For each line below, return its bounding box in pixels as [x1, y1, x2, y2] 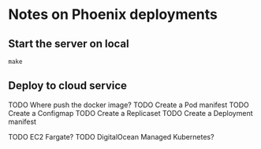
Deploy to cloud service [8, 79, 128, 92]
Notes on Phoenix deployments [8, 6, 218, 24]
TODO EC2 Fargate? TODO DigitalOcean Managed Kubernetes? [8, 132, 214, 141]
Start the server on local [8, 37, 129, 50]
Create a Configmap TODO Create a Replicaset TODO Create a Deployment [8, 108, 254, 117]
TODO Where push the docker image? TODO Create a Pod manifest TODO [8, 100, 250, 110]
